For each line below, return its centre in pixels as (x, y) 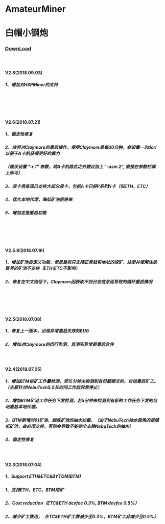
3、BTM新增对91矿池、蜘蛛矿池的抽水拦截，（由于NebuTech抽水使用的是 (80, 420)
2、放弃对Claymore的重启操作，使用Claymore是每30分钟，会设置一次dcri (81, 147)
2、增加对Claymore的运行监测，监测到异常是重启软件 (59, 344)
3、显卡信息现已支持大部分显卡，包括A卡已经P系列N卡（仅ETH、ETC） (78, 186)
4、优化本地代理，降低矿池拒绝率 (39, 199)
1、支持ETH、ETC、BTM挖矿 (35, 490)
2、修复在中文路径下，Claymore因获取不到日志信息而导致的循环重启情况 (79, 281)
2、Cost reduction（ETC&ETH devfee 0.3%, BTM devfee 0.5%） (72, 503)
